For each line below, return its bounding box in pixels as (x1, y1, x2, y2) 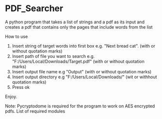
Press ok (12, 84, 30, 90)
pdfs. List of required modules (5, 108, 65, 114)
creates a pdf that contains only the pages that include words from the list (5, 24, 153, 30)
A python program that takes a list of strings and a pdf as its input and (5, 19, 145, 25)
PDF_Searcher (5, 3, 64, 14)
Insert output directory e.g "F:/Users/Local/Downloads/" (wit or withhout (12, 74, 157, 80)
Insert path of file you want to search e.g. (12, 53, 95, 59)
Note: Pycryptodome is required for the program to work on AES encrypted (5, 103, 155, 109)
